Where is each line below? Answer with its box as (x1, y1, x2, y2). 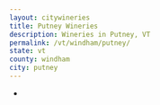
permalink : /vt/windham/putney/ (9, 38, 130, 48)
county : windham (9, 55, 70, 64)
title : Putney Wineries (9, 22, 99, 31)
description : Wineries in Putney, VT (9, 30, 151, 39)
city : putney (9, 64, 58, 73)
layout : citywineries (9, 13, 91, 22)
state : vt (9, 47, 47, 56)
